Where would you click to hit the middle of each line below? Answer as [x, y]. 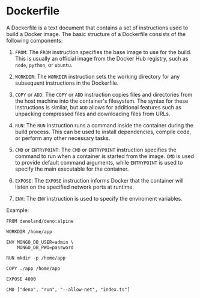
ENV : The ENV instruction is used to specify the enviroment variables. [99, 198]
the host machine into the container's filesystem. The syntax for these [102, 101]
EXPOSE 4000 [21, 279]
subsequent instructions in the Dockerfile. [67, 83]
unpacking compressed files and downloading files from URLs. [92, 114]
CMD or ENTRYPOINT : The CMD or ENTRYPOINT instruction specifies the [95, 150]
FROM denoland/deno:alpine [40, 221]
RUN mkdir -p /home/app [36, 258]
